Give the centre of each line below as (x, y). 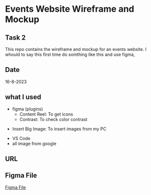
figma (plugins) (27, 109)
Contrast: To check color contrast (53, 119)
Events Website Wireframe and (70, 9)
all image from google (34, 144)
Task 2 (15, 37)
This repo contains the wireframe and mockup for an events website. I (76, 49)
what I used (23, 97)
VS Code (21, 138)
